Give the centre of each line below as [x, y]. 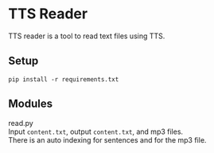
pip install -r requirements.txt [64, 79]
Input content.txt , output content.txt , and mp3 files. [96, 131]
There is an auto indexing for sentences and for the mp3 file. [107, 139]
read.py [21, 123]
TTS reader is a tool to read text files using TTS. [87, 36]
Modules [31, 104]
